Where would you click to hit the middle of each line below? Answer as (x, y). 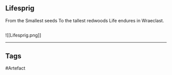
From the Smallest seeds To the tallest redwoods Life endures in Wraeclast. (85, 20)
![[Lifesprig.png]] (23, 35)
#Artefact (15, 68)
